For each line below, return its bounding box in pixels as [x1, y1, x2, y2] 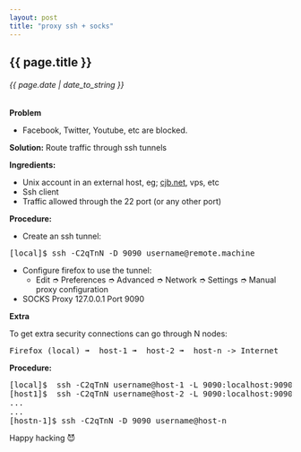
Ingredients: [9, 160, 56, 170]
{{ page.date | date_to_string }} [9, 80, 125, 91]
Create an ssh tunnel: [21, 230, 101, 242]
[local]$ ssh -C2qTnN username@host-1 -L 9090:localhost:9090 [9, 380, 293, 390]
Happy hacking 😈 [9, 432, 76, 444]
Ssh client [21, 187, 60, 197]
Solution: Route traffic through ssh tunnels [9, 143, 168, 153]
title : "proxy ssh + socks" [9, 22, 115, 30]
